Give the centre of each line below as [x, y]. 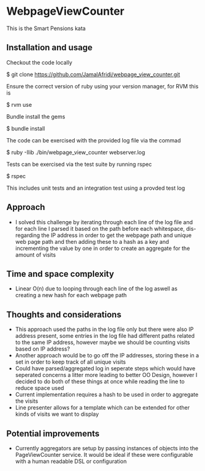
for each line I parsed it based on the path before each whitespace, [100, 228]
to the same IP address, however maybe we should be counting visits [102, 343]
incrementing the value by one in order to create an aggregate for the [102, 248]
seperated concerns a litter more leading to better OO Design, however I [106, 375]
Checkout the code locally [39, 62]
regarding [28, 235]
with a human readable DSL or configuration [71, 461]
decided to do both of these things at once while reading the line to [100, 381]
